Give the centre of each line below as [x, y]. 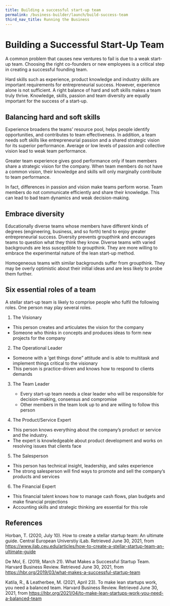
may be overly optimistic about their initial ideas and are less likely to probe [84, 268]
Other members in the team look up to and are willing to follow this [90, 404]
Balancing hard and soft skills [53, 117]
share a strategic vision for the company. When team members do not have [84, 167]
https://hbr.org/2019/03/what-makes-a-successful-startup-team [73, 572]
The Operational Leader [37, 348]
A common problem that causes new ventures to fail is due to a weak [77, 59]
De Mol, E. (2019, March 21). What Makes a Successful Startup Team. [78, 561]
